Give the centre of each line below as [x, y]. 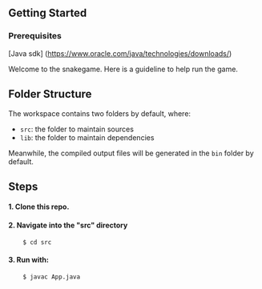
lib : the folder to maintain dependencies [87, 137]
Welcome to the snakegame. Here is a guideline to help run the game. [123, 69]
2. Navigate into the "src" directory [68, 225]
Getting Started [48, 13]
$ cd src [37, 242]
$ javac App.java [52, 277]
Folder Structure [50, 94]
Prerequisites [35, 36]
